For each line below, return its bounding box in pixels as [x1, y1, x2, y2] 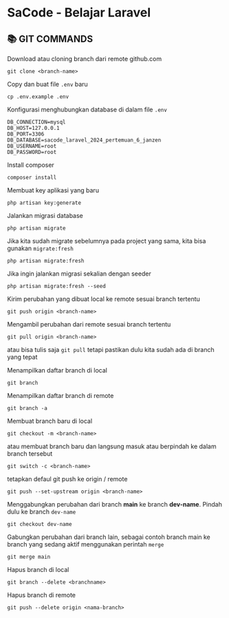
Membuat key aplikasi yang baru [7, 186, 100, 194]
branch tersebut [7, 450, 53, 458]
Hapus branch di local [7, 566, 69, 573]
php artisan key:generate [7, 199, 81, 206]
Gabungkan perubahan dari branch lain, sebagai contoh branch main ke [7, 533, 211, 541]
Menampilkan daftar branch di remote [7, 392, 114, 399]
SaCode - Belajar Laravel [7, 5, 151, 21]
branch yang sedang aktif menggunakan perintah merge [7, 540, 164, 548]
